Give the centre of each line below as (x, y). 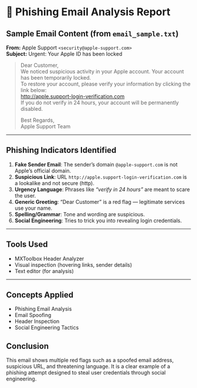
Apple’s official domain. (43, 171)
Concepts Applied (40, 295)
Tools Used (27, 245)
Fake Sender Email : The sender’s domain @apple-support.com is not (96, 164)
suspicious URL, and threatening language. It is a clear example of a (88, 366)
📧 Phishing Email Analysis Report (88, 12)
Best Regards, (37, 120)
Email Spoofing (33, 315)
